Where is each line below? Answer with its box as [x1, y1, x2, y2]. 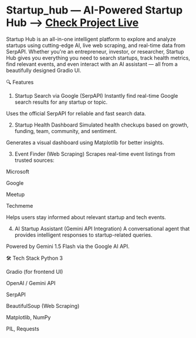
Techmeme [6, 202, 33, 209]
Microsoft [6, 168, 29, 175]
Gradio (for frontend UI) [6, 268, 63, 275]
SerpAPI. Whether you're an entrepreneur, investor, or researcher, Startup [6, 48, 184, 55]
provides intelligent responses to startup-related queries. [14, 231, 153, 238]
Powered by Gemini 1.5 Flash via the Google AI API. [6, 243, 130, 250]
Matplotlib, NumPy [6, 313, 51, 321]
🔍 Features [6, 78, 34, 85]
